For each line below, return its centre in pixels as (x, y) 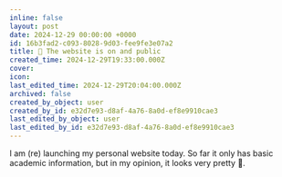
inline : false (37, 18)
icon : (20, 77)
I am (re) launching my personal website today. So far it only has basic (141, 153)
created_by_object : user (57, 102)
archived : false (40, 93)
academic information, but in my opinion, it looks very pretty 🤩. (128, 163)
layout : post (34, 26)
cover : (22, 69)
